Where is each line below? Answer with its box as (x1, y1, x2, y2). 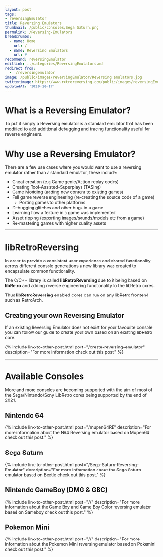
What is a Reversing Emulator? (5, 105, 131, 116)
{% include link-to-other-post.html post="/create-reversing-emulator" (5, 344, 145, 350)
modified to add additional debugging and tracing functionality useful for (5, 126, 150, 132)
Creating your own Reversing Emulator (5, 312, 125, 320)
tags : (5, 12, 16, 17)
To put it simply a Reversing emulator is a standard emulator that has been (5, 121, 154, 127)
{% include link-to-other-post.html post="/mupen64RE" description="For (5, 424, 151, 430)
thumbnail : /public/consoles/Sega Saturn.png (5, 25, 98, 30)
